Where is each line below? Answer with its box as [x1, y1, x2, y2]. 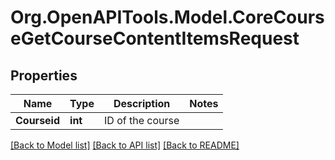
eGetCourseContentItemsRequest [10, 27, 300, 50]
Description [113, 97, 171, 110]
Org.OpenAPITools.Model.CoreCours [10, 6, 325, 29]
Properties [10, 67, 78, 84]
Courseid [15, 114, 61, 127]
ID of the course [103, 114, 180, 127]
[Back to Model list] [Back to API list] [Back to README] [10, 139, 240, 151]
